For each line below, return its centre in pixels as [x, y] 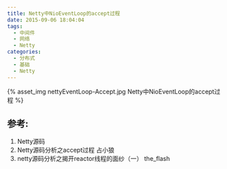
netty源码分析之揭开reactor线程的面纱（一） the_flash [94, 159]
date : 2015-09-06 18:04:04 [46, 20]
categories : [24, 52]
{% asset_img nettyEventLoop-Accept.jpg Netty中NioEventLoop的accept [111, 91]
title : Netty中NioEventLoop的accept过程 [64, 13]
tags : [15, 26]
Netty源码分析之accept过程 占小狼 [66, 150]
